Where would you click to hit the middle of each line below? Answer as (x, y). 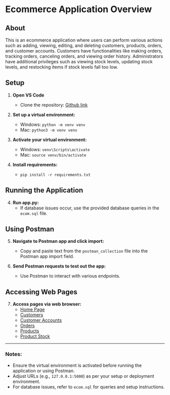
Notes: (14, 354)
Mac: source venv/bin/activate (53, 155)
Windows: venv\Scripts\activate (55, 149)
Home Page (32, 310)
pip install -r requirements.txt (55, 175)
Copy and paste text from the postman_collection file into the (84, 251)
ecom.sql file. (34, 213)
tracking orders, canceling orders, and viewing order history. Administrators (84, 56)
